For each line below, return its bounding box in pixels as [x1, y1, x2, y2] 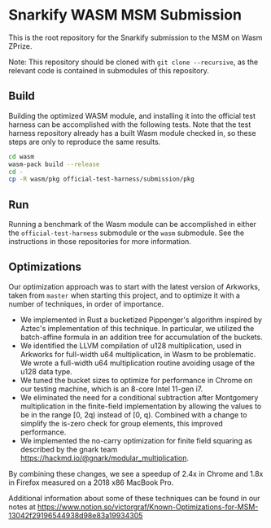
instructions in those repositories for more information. [8, 237, 191, 247]
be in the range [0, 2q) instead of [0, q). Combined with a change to [20, 409, 247, 420]
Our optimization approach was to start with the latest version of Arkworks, [8, 281, 260, 291]
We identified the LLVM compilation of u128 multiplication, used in [20, 340, 242, 351]
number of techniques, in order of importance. [8, 299, 164, 308]
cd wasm [8, 152, 35, 160]
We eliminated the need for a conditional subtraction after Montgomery [20, 392, 259, 402]
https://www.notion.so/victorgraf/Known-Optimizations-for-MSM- [37, 502, 259, 512]
